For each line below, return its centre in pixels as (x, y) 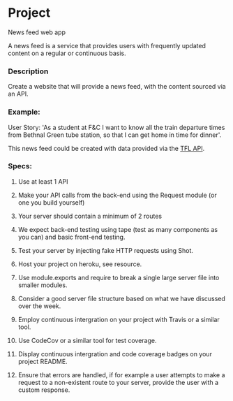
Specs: (20, 166)
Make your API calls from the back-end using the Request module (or (117, 195)
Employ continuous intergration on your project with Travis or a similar (119, 319)
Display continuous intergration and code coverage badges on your (115, 353)
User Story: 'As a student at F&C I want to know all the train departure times (116, 127)
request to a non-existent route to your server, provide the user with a (118, 382)
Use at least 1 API (43, 181)
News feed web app (37, 32)
